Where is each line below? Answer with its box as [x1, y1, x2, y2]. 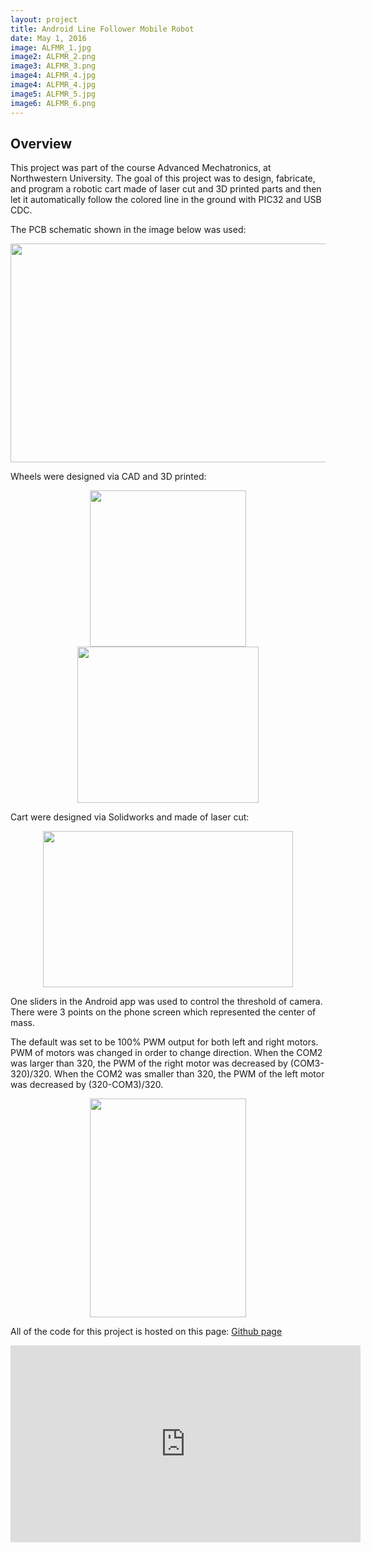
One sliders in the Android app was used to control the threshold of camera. [10, 996, 323, 1008]
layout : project [10, 14, 78, 25]
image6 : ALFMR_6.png [10, 98, 97, 108]
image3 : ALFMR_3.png [10, 61, 97, 71]
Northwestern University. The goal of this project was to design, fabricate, [10, 172, 316, 185]
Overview [10, 135, 73, 152]
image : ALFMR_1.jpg [10, 42, 92, 53]
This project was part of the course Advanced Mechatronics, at [10, 162, 272, 174]
